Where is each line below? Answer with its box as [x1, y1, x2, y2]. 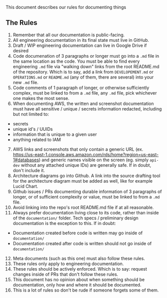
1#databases [12, 157, 39, 163]
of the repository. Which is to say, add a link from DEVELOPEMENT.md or [12, 69, 154, 75]
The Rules [5, 18, 38, 27]
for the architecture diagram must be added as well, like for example [12, 178, 153, 184]
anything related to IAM [12, 136, 61, 142]
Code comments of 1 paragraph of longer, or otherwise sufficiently [12, 85, 150, 91]
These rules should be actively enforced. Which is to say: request [12, 266, 147, 272]
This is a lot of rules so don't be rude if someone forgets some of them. [12, 287, 159, 293]
